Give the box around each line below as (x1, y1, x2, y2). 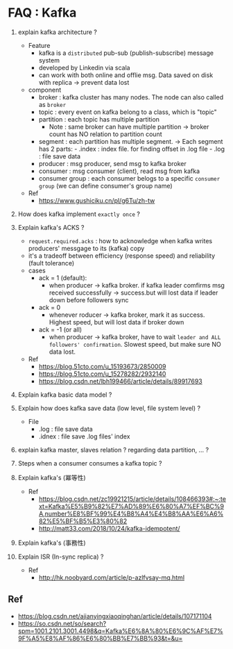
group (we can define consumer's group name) (38, 181, 173, 190)
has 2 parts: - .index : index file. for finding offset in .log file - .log (38, 145, 225, 153)
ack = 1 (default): (38, 273, 87, 282)
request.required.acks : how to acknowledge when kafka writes (28, 236, 213, 245)
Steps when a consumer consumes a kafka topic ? (17, 459, 162, 467)
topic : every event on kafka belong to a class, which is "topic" (38, 108, 217, 116)
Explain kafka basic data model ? (17, 391, 112, 399)
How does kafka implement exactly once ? (17, 210, 141, 218)
